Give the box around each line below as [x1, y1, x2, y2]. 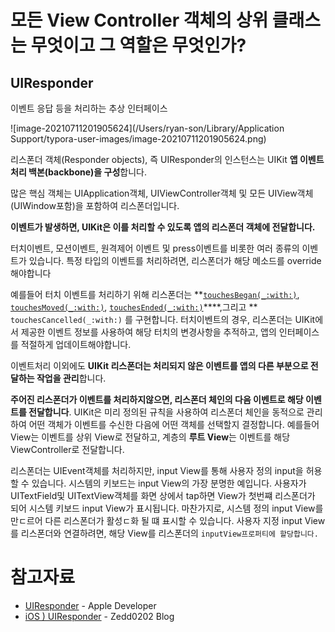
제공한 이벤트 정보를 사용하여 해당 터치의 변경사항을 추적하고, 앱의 [20, 326, 277, 338]
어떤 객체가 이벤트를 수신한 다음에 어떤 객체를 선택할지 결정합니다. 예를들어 [28, 419, 320, 430]
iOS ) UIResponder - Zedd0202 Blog [24, 610, 175, 622]
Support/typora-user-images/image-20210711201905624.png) [10, 133, 267, 145]
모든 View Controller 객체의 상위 [10, 9, 269, 32]
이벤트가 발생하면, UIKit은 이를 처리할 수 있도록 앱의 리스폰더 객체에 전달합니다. [10, 221, 316, 233]
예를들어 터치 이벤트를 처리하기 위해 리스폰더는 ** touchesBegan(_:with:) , [10, 289, 300, 300]
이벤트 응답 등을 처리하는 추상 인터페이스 [10, 102, 168, 114]
